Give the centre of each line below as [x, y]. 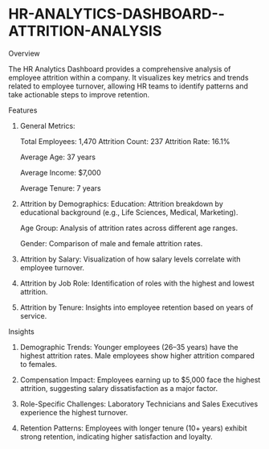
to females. [39, 364]
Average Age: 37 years [58, 157]
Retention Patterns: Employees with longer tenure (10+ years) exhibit [133, 428]
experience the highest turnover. [74, 412]
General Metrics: [47, 126]
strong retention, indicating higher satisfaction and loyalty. [116, 436]
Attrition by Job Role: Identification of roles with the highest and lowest [137, 283]
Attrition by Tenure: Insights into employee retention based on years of [137, 307]
